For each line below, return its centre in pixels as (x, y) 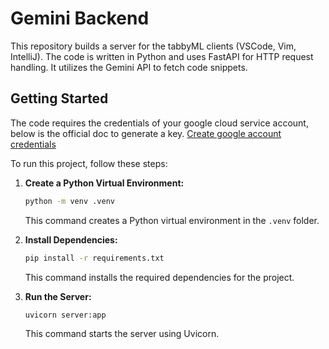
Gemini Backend (80, 18)
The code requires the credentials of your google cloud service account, (159, 123)
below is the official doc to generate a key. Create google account (146, 133)
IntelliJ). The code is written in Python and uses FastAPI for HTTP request (162, 56)
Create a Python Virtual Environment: (104, 183)
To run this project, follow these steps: (89, 163)
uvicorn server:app (65, 315)
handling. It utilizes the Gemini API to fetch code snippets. (129, 67)
